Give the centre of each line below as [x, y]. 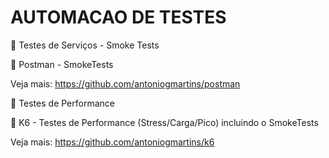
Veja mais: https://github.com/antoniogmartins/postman [125, 83]
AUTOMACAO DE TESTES [118, 17]
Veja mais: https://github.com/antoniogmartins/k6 [112, 142]
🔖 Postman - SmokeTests [62, 64]
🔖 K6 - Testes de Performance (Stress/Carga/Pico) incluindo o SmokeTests [164, 122]
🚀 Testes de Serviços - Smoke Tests [85, 45]
